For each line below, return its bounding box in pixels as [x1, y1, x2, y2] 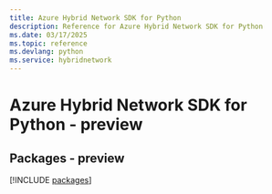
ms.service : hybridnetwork [9, 56, 112, 65]
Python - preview [9, 115, 143, 135]
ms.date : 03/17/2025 [9, 30, 89, 39]
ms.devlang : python [9, 47, 84, 56]
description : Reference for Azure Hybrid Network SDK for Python [9, 22, 263, 31]
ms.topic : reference [9, 38, 89, 48]
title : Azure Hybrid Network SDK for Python [9, 13, 182, 23]
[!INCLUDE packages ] [9, 175, 92, 185]
